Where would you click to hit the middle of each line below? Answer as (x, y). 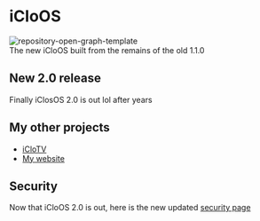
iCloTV (34, 149)
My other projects (60, 127)
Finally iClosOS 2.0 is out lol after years (81, 99)
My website (43, 158)
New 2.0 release (55, 79)
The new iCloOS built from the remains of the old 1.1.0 (107, 50)
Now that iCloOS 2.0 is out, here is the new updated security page (130, 208)
